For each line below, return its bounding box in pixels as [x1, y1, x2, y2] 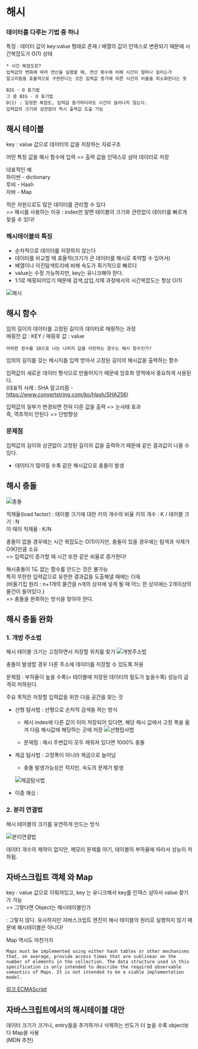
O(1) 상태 [31, 50, 53, 57]
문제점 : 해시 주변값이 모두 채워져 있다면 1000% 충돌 [23, 739, 145, 746]
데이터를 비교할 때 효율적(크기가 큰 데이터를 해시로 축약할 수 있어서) [14, 254, 171, 262]
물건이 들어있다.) [6, 588, 45, 595]
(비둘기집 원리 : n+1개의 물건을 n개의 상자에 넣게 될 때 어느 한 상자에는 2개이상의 [6, 580, 191, 588]
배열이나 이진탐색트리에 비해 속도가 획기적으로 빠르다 [14, 262, 138, 269]
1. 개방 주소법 [6, 633, 42, 642]
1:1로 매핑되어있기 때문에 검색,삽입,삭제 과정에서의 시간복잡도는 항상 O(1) [14, 277, 183, 284]
